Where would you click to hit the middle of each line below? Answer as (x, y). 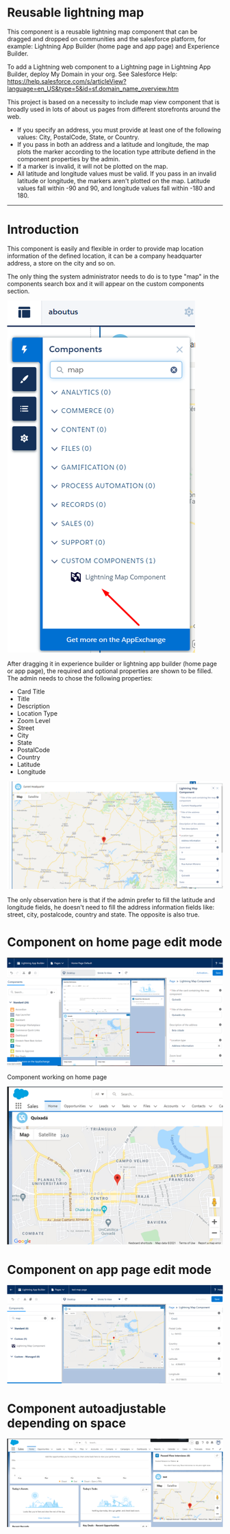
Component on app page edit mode (110, 1270)
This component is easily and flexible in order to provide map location (105, 248)
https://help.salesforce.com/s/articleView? (67, 81)
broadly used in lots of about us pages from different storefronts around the (114, 109)
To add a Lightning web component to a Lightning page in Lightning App (109, 67)
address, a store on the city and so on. (61, 263)
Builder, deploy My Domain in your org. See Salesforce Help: (92, 74)
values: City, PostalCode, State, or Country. (78, 137)
